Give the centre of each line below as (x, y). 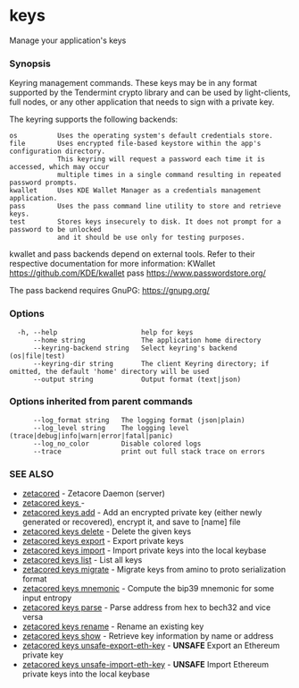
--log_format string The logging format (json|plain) (139, 420)
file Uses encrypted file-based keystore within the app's (135, 144)
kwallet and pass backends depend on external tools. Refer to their (133, 254)
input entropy (47, 598)
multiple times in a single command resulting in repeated (169, 175)
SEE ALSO (32, 473)
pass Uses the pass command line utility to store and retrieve (145, 207)
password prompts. (43, 183)
